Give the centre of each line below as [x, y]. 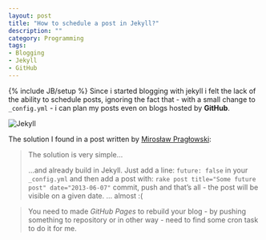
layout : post [30, 16]
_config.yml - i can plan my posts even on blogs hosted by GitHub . [119, 108]
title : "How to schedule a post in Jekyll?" [84, 23]
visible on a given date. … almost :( [85, 195]
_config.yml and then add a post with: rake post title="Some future [142, 178]
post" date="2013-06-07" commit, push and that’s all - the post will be [143, 187]
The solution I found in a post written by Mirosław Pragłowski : [110, 139]
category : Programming [46, 38]
